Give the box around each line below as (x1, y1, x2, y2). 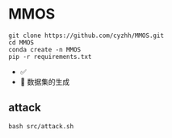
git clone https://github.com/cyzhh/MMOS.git (8, 31, 164, 40)
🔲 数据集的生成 (19, 77, 70, 86)
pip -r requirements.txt (8, 52, 92, 61)
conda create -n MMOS (8, 45, 82, 53)
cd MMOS (8, 38, 35, 47)
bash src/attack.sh (8, 122, 74, 130)
